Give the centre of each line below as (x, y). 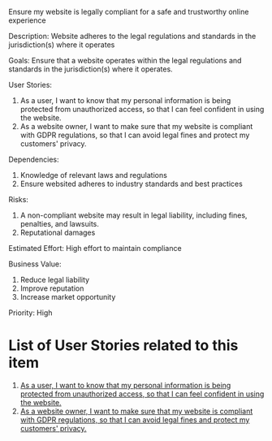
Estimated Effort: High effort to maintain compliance (95, 248)
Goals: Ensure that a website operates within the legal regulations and (125, 61)
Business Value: (35, 264)
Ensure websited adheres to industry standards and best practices (132, 184)
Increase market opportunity (68, 297)
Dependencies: (34, 159)
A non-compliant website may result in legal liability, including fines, (134, 215)
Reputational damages (58, 232)
